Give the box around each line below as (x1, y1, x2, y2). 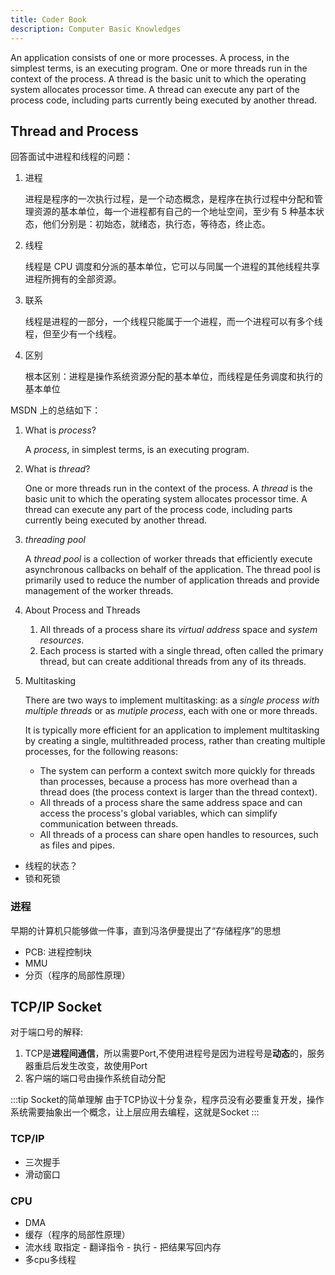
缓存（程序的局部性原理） (24, 1229, 131, 1241)
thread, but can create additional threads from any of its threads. (39, 656, 307, 668)
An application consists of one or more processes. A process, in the (10, 51, 290, 63)
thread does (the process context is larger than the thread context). (39, 786, 318, 798)
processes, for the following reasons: (24, 746, 179, 758)
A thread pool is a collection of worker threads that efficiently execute (24, 553, 313, 565)
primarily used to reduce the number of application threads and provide (24, 574, 320, 586)
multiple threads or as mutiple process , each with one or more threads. (24, 705, 318, 717)
